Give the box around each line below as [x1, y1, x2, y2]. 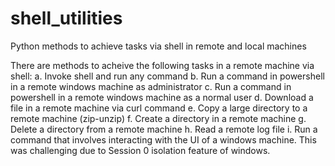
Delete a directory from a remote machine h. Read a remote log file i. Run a [10, 123, 318, 135]
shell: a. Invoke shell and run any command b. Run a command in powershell [10, 70, 325, 82]
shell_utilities [10, 7, 123, 30]
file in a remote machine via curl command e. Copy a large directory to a [10, 102, 308, 114]
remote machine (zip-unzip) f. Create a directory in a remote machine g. [10, 112, 307, 124]
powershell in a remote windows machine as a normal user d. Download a [10, 91, 314, 103]
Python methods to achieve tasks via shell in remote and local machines [10, 40, 307, 52]
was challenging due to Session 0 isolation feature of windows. [10, 144, 271, 156]
